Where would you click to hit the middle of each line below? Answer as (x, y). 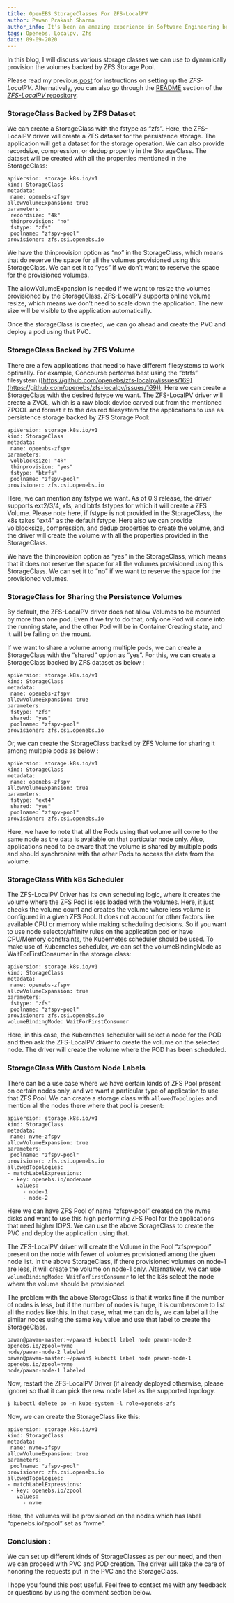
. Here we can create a (193, 387)
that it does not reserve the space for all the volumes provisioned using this (115, 563)
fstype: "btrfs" (34, 473)
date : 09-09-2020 (32, 40)
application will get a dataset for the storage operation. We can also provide (116, 143)
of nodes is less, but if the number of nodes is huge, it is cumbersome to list (116, 1304)
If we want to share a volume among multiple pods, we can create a (104, 648)
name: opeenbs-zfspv (40, 448)
